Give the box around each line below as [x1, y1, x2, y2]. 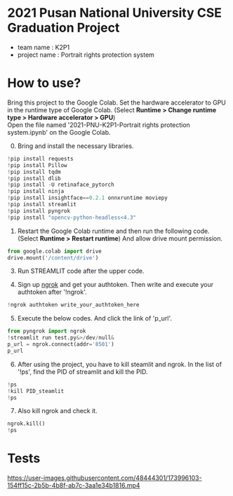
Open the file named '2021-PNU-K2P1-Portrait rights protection [7, 121, 191, 129]
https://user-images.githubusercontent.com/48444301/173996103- [7, 474, 202, 482]
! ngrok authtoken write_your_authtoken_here [7, 302, 140, 309]
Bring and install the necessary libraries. [17, 142, 134, 150]
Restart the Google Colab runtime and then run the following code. [17, 227, 210, 235]
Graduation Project [7, 20, 120, 36]
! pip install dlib [7, 175, 61, 182]
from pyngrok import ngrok [7, 328, 86, 335]
